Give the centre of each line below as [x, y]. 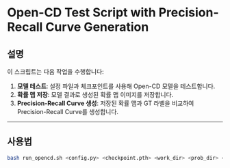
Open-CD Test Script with [81, 13]
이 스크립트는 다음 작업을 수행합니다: [55, 72]
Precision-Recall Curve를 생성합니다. [67, 112]
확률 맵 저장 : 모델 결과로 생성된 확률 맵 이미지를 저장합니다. [95, 95]
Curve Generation [97, 27]
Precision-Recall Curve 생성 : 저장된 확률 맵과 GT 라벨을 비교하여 [105, 103]
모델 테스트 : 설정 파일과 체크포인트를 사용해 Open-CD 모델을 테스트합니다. [116, 86]
